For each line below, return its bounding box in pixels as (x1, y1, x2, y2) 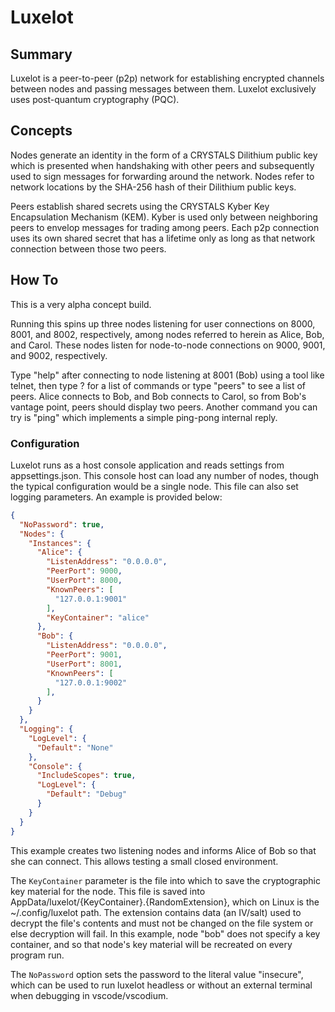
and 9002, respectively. (10, 349, 108, 361)
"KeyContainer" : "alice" (46, 612, 150, 623)
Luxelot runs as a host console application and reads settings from (10, 459, 285, 471)
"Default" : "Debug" (46, 789, 128, 800)
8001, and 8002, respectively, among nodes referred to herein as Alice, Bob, (10, 328, 325, 340)
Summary (10, 46, 73, 63)
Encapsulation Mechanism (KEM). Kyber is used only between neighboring (10, 211, 318, 223)
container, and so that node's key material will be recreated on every (10, 938, 293, 950)
